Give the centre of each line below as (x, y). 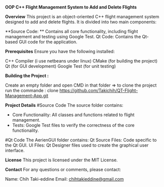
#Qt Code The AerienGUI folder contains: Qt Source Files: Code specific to (81, 140)
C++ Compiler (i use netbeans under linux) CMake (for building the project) (81, 61)
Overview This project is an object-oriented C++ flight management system (82, 16)
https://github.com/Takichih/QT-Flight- (98, 90)
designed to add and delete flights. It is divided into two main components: (81, 22)
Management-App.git (27, 96)
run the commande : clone (32, 90)
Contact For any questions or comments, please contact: (63, 170)
